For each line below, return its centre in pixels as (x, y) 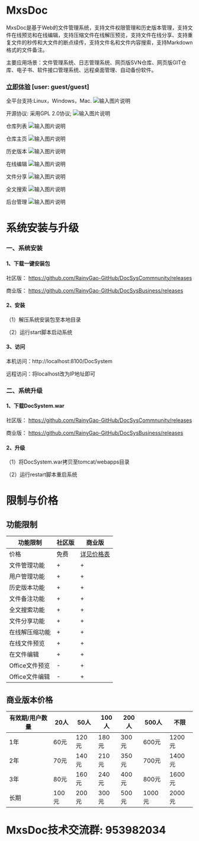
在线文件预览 (27, 644)
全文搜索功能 (27, 610)
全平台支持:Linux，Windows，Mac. (49, 101)
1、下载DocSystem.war (35, 406)
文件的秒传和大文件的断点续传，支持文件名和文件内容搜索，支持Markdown (102, 42)
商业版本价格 (30, 700)
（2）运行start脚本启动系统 (39, 332)
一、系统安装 (25, 248)
